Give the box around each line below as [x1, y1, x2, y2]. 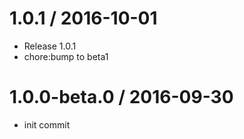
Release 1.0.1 [23, 40, 77, 52]
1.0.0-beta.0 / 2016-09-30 [9, 86, 234, 109]
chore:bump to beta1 [23, 50, 109, 62]
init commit [23, 118, 71, 131]
